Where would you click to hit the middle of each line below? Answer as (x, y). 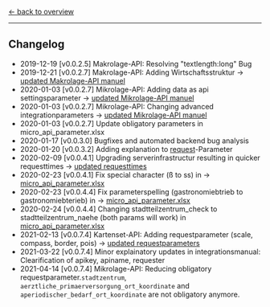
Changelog (37, 45)
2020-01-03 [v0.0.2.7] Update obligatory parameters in (111, 123)
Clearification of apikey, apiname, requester (92, 260)
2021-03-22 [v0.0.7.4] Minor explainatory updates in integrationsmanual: (140, 252)
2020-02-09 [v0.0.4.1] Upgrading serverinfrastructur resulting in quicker (140, 158)
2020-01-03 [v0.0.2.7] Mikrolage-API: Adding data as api (114, 89)
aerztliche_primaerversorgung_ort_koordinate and (105, 285)
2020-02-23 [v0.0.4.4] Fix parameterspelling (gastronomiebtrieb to (131, 191)
